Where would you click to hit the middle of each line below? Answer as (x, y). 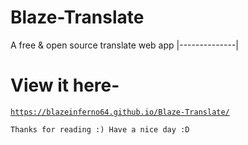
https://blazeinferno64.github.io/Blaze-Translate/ (120, 112)
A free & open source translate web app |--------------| (125, 45)
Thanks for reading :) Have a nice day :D (100, 129)
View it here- (65, 85)
